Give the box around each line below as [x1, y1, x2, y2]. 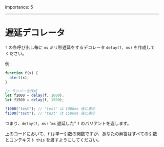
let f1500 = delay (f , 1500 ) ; [5, 98, 64, 103]
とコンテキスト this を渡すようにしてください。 [5, 137, 102, 143]
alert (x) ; [9, 75, 29, 80]
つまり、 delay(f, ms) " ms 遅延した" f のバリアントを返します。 [5, 120, 132, 126]
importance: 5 [5, 4, 33, 10]
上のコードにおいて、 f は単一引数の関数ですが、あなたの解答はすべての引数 [5, 130, 158, 136]
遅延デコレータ [5, 27, 65, 39]
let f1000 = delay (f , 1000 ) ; [5, 93, 64, 98]
